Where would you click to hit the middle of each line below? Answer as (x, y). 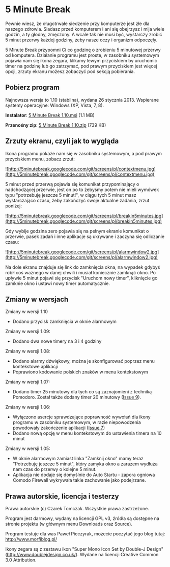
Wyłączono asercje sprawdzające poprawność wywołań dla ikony (82, 417)
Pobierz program (33, 88)
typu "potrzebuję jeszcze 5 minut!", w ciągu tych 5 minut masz (71, 195)
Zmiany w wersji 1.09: (28, 332)
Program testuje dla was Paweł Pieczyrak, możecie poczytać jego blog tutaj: (85, 534)
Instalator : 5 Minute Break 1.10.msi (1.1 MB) (50, 115)
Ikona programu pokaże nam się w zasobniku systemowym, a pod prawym (83, 153)
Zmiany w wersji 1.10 (27, 312)
